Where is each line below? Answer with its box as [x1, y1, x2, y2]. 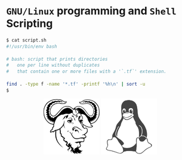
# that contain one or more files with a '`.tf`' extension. [6, 68, 167, 75]
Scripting [6, 17, 53, 30]
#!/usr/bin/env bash [6, 43, 58, 49]
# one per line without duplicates [6, 62, 100, 68]
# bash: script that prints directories [6, 56, 109, 62]
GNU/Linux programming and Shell [6, 4, 177, 18]
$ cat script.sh [6, 37, 47, 43]
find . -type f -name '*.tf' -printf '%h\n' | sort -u [6, 81, 146, 87]
